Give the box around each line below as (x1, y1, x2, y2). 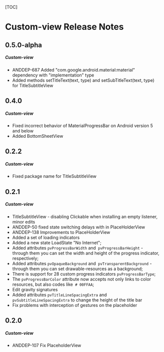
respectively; (12, 255, 39, 261)
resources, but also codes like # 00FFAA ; (12, 281, 94, 287)
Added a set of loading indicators (12, 234, 80, 240)
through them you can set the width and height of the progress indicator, (12, 250, 160, 256)
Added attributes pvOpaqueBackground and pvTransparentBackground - (12, 260, 152, 266)
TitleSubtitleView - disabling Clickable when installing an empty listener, (12, 213, 158, 220)
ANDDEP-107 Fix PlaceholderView (12, 342, 82, 348)
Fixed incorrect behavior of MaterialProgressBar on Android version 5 (12, 123, 153, 128)
